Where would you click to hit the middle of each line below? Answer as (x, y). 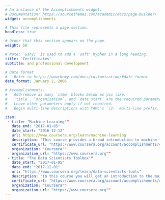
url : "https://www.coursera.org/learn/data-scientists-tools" (76, 172)
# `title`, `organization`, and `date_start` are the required (73, 99)
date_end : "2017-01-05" (36, 126)
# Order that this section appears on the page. (56, 41)
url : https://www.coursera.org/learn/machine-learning (69, 135)
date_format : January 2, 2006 (36, 81)
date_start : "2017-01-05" (38, 163)
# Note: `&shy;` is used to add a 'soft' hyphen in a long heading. (77, 54)
